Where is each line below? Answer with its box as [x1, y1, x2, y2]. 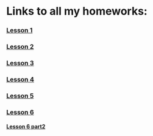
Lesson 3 [6, 59, 34, 67]
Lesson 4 [6, 75, 35, 84]
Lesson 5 [6, 91, 34, 100]
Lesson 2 [6, 43, 34, 51]
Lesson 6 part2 [6, 123, 46, 131]
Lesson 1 [6, 26, 33, 35]
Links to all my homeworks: [6, 4, 148, 18]
